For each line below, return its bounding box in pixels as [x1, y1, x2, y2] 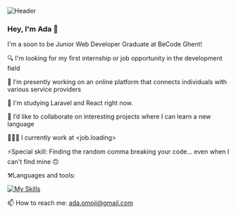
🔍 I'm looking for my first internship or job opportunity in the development [7, 54, 223, 62]
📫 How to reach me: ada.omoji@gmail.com [7, 199, 134, 207]
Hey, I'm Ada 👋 [7, 24, 58, 34]
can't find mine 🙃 [7, 158, 59, 166]
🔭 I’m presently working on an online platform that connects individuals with [7, 78, 228, 86]
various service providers [7, 85, 82, 94]
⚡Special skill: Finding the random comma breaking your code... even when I [7, 147, 230, 156]
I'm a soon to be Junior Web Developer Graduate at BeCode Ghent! [7, 40, 203, 48]
